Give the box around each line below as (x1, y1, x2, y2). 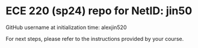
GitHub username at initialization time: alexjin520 (5, 24, 127, 31)
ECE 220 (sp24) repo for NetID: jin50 (5, 4, 193, 18)
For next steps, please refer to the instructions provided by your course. (5, 35, 184, 42)
